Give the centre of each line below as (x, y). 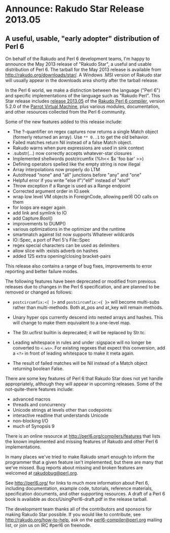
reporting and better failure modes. (42, 271)
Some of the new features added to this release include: (64, 122)
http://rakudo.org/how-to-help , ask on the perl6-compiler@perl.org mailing (84, 520)
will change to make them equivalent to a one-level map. (72, 323)
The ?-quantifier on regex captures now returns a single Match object (85, 131)
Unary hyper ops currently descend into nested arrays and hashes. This (88, 317)
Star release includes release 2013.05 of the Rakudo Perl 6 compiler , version (85, 101)
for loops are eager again (39, 207)
